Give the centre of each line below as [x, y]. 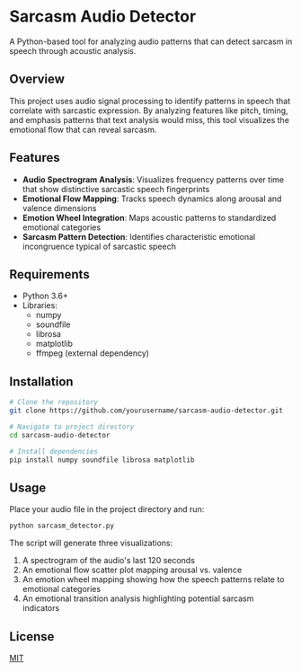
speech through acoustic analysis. [73, 50]
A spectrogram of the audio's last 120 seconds [109, 561]
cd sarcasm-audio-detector [60, 435]
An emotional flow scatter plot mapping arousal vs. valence [132, 570]
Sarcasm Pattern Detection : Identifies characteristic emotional [139, 236]
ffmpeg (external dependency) [93, 353]
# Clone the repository [54, 402]
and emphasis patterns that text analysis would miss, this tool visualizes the [150, 119]
